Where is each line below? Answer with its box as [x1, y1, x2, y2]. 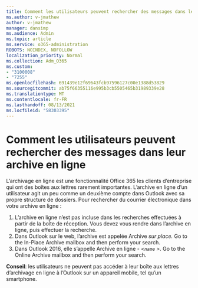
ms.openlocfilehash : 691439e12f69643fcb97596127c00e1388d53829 [6, 80, 165, 86]
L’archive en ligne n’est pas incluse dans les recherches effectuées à [14, 214, 181, 221]
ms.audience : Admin [6, 31, 54, 37]
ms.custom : [6, 63, 33, 70]
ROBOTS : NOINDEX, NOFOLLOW [6, 47, 72, 53]
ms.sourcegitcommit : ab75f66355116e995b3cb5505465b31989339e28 [6, 86, 165, 91]
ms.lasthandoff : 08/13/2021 [6, 102, 75, 108]
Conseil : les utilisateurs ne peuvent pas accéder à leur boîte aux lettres [6, 263, 179, 270]
